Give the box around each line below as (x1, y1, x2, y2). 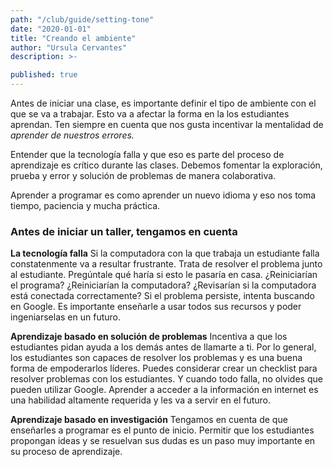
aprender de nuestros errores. (10, 129, 135, 141)
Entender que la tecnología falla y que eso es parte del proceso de (10, 149, 285, 160)
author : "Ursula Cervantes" (10, 42, 128, 53)
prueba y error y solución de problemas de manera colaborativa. (10, 170, 277, 181)
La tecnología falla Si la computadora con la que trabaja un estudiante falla (10, 247, 320, 260)
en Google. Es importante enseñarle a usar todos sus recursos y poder (10, 301, 302, 313)
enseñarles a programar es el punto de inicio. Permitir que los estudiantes (10, 424, 315, 436)
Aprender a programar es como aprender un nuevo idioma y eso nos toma (10, 189, 317, 201)
